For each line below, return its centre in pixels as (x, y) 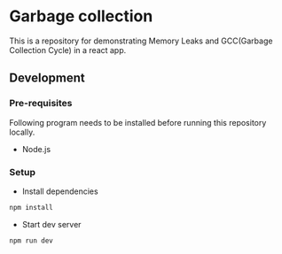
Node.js (36, 149)
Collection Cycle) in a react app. (68, 50)
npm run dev (31, 241)
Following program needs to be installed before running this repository (138, 122)
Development (47, 78)
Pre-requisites (41, 104)
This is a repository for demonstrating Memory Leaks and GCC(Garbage (141, 41)
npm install (31, 207)
